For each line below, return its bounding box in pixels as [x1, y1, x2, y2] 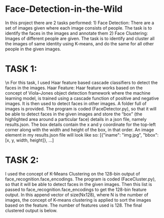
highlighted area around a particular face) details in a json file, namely [5, 116, 147, 122]
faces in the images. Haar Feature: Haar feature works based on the [5, 85, 143, 91]
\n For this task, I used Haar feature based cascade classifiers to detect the [5, 79, 158, 85]
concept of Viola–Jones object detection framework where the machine [5, 90, 151, 96]
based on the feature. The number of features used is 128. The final [5, 202, 142, 208]
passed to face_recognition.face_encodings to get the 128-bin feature [5, 186, 147, 192]
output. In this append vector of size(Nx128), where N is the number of [5, 191, 149, 198]
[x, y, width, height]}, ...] [5, 137, 54, 143]
